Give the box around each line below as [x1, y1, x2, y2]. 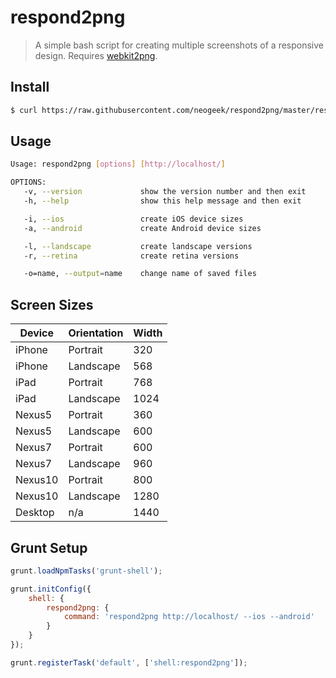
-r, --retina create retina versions [23, 251, 240, 261]
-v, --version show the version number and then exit [23, 187, 307, 197]
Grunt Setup [10, 539, 88, 556]
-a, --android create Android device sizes [23, 223, 262, 233]
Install [10, 79, 50, 96]
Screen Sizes [10, 296, 94, 313]
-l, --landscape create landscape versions [23, 241, 253, 251]
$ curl [10, 105, 38, 115]
